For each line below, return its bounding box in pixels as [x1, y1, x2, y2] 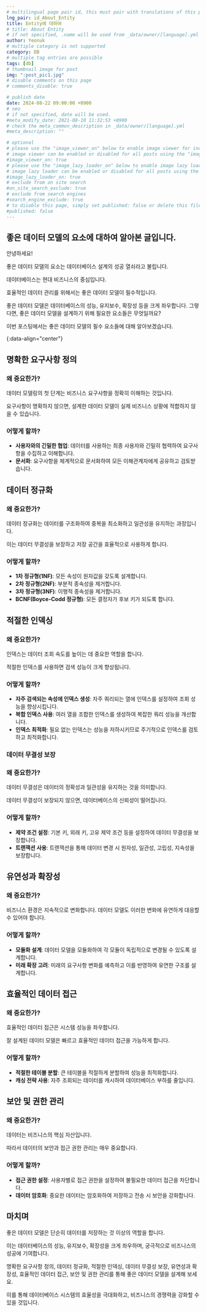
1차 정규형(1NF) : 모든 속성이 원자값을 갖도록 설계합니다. [15, 572, 147, 580]
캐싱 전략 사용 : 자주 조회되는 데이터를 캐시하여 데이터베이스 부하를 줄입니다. [15, 1076, 195, 1084]
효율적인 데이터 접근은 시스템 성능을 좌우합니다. [6, 1023, 120, 1031]
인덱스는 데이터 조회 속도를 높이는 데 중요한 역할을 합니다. [6, 650, 144, 658]
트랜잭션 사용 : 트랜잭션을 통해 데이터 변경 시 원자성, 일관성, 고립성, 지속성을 [15, 844, 195, 851]
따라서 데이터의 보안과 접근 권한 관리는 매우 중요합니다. [6, 1144, 137, 1152]
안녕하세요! [6, 250, 33, 257]
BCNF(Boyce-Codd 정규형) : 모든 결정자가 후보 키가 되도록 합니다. [15, 596, 175, 603]
